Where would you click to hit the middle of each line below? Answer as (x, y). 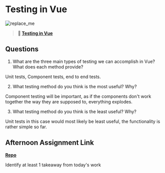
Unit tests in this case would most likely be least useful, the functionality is (83, 121)
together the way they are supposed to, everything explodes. (69, 101)
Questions (22, 49)
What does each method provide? (48, 66)
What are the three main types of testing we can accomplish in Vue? (84, 61)
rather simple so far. (26, 127)
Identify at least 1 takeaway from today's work (53, 165)
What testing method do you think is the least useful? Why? (74, 111)
